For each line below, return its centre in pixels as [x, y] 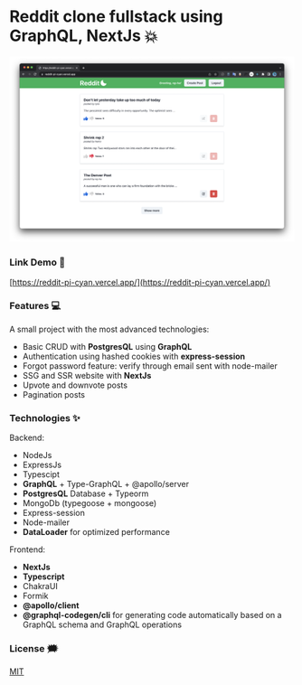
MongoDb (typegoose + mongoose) [90, 503]
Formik [35, 596]
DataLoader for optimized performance [96, 532]
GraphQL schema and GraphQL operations [102, 624]
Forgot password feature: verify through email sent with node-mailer [150, 366]
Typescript [43, 577]
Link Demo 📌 [38, 262]
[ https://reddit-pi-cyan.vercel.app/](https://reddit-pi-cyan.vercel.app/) [140, 282]
